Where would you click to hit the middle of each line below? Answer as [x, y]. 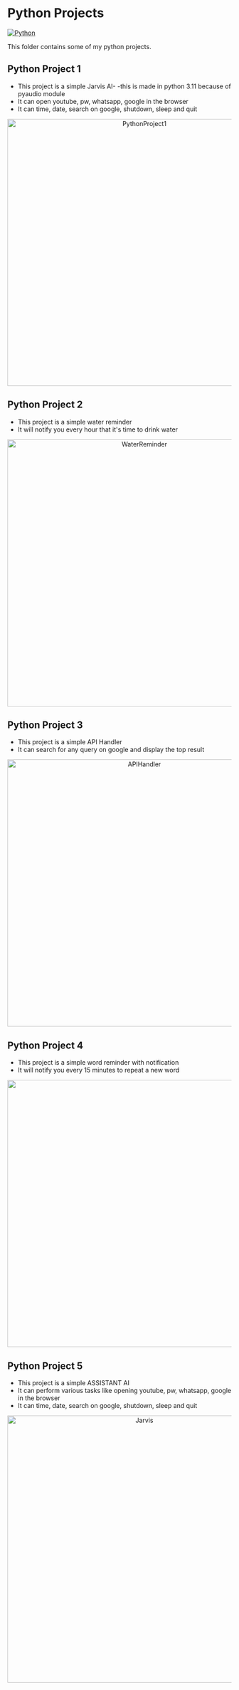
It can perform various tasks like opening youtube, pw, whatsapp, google [124, 1391]
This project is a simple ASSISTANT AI [74, 1383]
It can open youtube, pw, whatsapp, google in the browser [103, 101]
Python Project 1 [44, 69]
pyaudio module [41, 93]
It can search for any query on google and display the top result [111, 750]
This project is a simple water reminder [75, 422]
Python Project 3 [45, 725]
